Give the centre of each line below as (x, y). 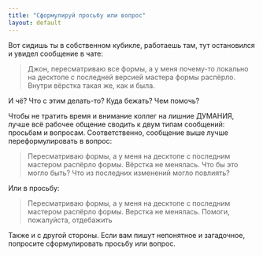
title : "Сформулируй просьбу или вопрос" (77, 15)
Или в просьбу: (34, 188)
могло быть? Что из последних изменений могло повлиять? (128, 173)
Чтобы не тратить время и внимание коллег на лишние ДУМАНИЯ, (121, 115)
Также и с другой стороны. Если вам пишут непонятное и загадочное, (127, 235)
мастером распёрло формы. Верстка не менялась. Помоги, (128, 211)
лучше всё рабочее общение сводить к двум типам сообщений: (117, 124)
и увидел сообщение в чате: (56, 53)
